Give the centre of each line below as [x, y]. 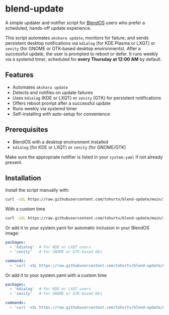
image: [12, 233]
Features [19, 75]
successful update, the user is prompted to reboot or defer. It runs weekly [82, 54]
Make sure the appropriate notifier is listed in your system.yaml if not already [84, 157]
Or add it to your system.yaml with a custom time [56, 275]
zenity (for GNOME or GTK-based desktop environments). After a [73, 48]
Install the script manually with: [37, 190]
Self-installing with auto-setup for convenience [61, 114]
